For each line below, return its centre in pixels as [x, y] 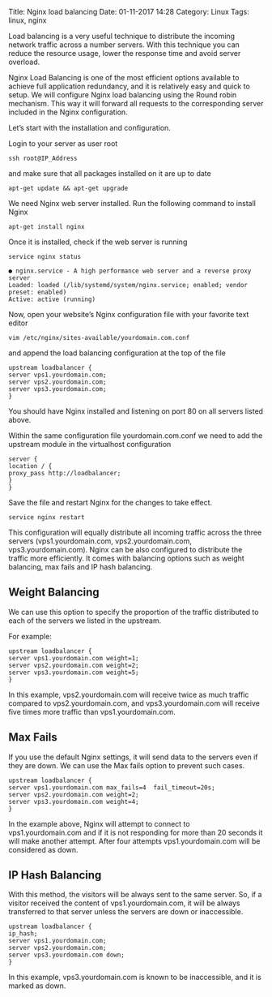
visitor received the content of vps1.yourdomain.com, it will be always [124, 903]
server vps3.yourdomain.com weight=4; [74, 801]
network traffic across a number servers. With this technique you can [124, 45]
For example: [30, 636]
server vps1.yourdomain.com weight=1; [74, 658]
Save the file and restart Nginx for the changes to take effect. [110, 503]
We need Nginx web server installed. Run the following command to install [132, 203]
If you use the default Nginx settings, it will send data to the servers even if [133, 757]
